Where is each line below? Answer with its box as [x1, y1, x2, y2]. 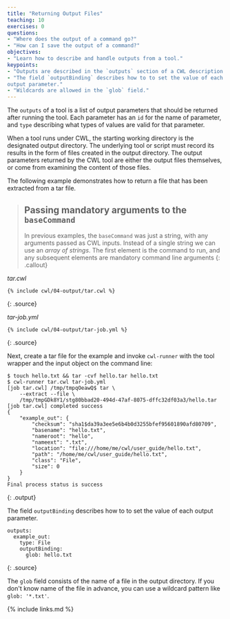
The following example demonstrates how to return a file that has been [7, 177, 208, 185]
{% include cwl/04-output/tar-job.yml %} [7, 326, 128, 333]
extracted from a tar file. [7, 184, 76, 193]
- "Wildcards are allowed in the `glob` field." [7, 87, 149, 94]
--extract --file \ [19, 391, 76, 397]
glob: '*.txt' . [7, 591, 50, 600]
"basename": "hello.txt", [32, 426, 107, 433]
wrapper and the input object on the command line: [7, 359, 153, 367]
